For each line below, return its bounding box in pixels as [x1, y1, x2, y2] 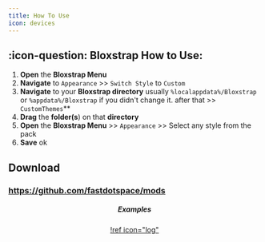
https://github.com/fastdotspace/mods [8, 184, 166, 196]
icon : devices [8, 19, 56, 27]
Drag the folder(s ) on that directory [19, 113, 139, 122]
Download [8, 161, 60, 174]
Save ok [19, 137, 48, 148]
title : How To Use [8, 11, 70, 20]
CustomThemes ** [19, 104, 70, 113]
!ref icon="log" [110, 224, 159, 234]
